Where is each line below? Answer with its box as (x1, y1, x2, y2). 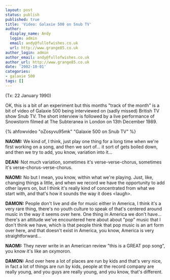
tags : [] (5, 78, 24, 83)
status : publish (5, 12, 40, 17)
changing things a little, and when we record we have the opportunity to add (5, 179, 165, 186)
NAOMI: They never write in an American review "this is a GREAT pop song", (5, 242, 165, 248)
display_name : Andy (10, 31, 51, 36)
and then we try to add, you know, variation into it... (5, 149, 113, 155)
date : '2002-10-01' (5, 64, 47, 69)
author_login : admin (5, 50, 49, 55)
